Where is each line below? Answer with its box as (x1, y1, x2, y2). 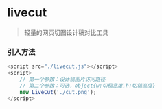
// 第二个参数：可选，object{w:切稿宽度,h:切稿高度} (19, 82, 156, 89)
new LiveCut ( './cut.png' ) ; (19, 88, 97, 95)
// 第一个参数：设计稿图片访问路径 (19, 75, 106, 83)
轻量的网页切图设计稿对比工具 (23, 28, 108, 36)
